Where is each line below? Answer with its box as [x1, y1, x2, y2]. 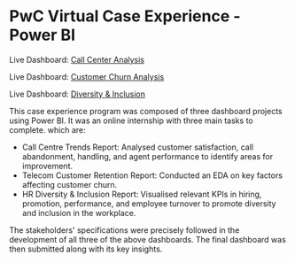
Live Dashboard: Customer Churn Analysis [9, 71, 165, 81]
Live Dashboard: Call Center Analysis [9, 54, 144, 65]
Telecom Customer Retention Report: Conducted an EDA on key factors [21, 170, 283, 181]
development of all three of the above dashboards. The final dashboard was [9, 234, 286, 244]
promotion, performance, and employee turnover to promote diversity [21, 197, 276, 209]
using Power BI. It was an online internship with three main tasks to [9, 115, 254, 126]
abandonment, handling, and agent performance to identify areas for [21, 151, 273, 161]
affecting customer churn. [21, 179, 118, 190]
